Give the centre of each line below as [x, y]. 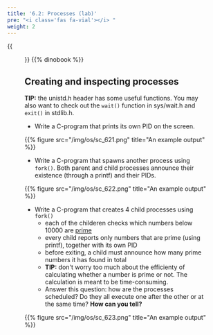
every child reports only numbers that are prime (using [122, 238]
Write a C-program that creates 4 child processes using [114, 209]
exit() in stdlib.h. [49, 113]
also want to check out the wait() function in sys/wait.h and [110, 105]
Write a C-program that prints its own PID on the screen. [114, 126]
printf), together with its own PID [91, 245]
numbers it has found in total [85, 260]
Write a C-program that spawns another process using [112, 161]
